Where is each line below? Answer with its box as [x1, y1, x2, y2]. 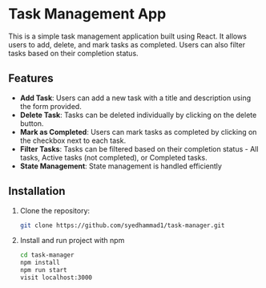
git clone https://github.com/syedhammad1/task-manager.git [19, 221, 225, 229]
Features [8, 71, 54, 85]
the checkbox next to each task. [19, 136, 127, 145]
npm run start [19, 266, 67, 274]
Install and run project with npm [19, 236, 125, 245]
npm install [19, 258, 60, 267]
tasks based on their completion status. [8, 48, 139, 58]
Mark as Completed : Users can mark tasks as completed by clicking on [19, 127, 257, 136]
